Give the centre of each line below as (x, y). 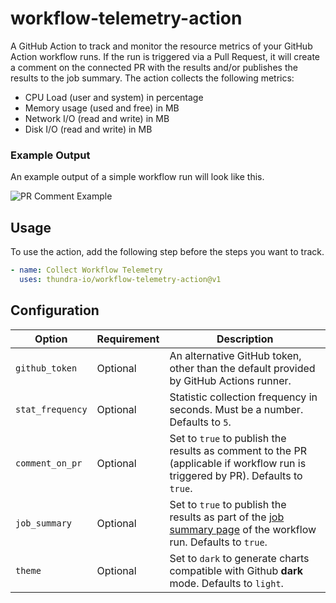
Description (245, 339)
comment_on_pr (49, 463)
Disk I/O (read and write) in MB (88, 129)
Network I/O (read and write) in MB (97, 118)
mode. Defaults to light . (226, 583)
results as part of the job (227, 517)
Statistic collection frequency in (243, 397)
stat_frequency (51, 409)
